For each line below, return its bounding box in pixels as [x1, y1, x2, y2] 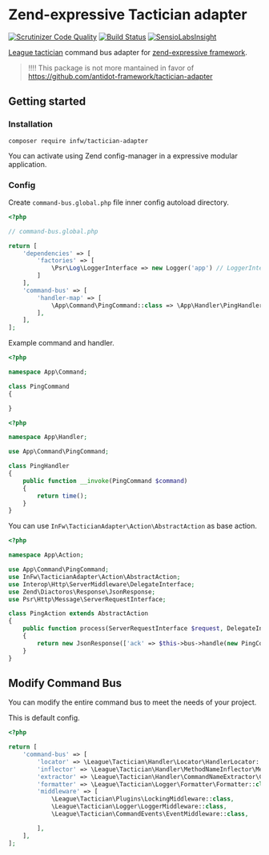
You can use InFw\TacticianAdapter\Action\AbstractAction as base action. [8, 521, 258, 531]
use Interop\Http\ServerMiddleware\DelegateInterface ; [8, 580, 195, 589]
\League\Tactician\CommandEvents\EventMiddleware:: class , [50, 810, 249, 818]
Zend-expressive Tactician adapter [8, 6, 247, 24]
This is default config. [8, 713, 80, 723]
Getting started [8, 94, 86, 109]
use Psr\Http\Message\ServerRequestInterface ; [8, 595, 167, 603]
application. [8, 159, 47, 169]
